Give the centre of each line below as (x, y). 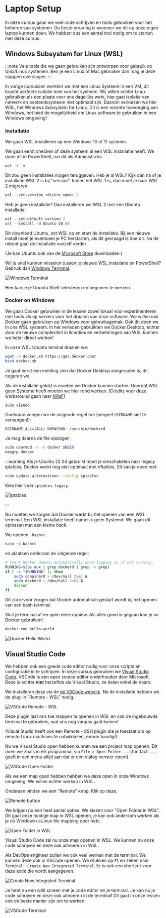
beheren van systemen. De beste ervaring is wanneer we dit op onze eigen (82, 27)
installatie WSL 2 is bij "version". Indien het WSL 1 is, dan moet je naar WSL (82, 180)
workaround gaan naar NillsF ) (35, 396)
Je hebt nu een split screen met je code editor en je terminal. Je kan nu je (80, 890)
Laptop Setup (33, 9)
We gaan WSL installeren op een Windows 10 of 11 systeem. (66, 142)
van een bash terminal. (28, 605)
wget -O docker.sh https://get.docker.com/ (51, 356)
